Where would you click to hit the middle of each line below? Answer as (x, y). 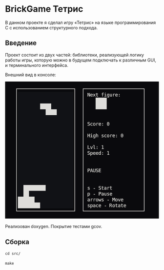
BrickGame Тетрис (44, 9)
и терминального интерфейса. (37, 65)
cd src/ (13, 253)
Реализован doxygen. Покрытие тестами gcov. (54, 227)
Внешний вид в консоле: (31, 75)
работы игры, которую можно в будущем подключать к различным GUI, (81, 60)
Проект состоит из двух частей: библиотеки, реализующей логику (74, 55)
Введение (21, 43)
